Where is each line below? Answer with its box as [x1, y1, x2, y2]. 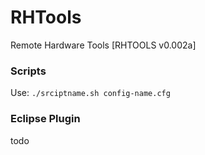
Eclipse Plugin [10, 112, 81, 126]
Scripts [10, 64, 47, 78]
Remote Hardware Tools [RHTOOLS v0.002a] [10, 39, 197, 51]
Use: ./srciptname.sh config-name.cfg [10, 87, 171, 99]
